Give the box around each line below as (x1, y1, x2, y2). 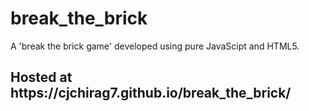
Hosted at (10, 69, 73, 86)
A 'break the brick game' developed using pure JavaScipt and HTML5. (10, 40, 300, 52)
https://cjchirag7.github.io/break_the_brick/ (10, 85, 292, 102)
